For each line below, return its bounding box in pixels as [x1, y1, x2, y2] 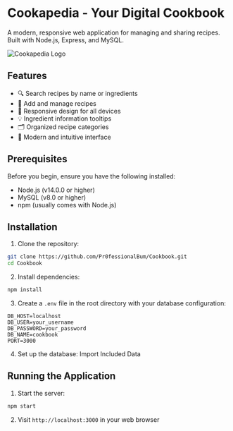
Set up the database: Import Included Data [17, 350, 141, 358]
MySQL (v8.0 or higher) [17, 193, 87, 202]
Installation [7, 221, 58, 233]
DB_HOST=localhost [7, 312, 61, 320]
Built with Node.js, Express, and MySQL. [7, 35, 125, 44]
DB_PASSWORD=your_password [7, 325, 87, 332]
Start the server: [17, 389, 65, 397]
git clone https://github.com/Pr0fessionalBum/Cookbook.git [7, 253, 188, 260]
